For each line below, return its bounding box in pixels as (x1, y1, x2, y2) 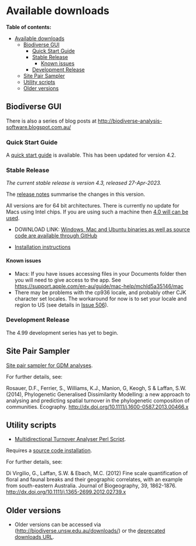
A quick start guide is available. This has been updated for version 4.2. (6, 151, 177, 159)
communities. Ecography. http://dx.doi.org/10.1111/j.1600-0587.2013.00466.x (6, 403, 189, 410)
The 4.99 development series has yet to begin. (6, 329, 119, 336)
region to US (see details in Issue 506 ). (14, 301, 109, 308)
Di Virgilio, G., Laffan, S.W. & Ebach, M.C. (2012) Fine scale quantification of (6, 470, 188, 477)
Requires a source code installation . (6, 447, 92, 454)
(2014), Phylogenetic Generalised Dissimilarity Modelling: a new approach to (6, 391, 190, 398)
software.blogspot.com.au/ (6, 123, 71, 130)
